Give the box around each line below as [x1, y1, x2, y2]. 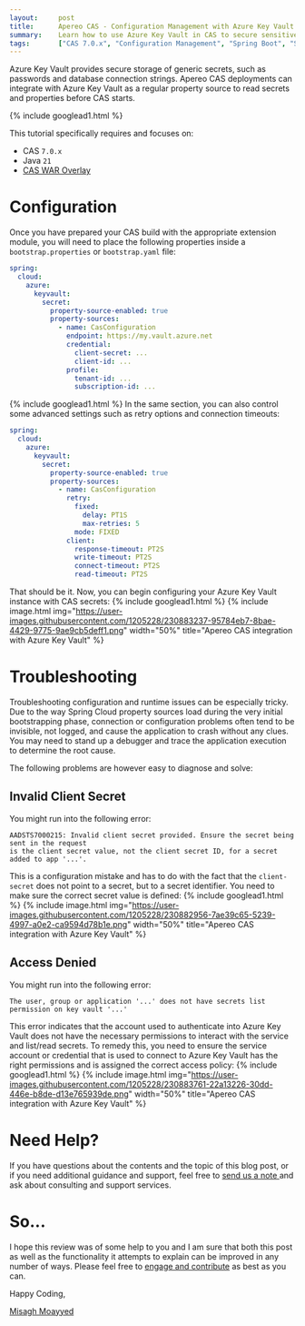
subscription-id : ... [74, 382, 156, 391]
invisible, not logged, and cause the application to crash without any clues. [9, 725, 289, 736]
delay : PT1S [82, 511, 128, 520]
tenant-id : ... [74, 374, 132, 383]
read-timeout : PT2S [74, 570, 148, 579]
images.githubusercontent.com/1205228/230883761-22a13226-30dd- [9, 1078, 274, 1089]
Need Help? [9, 1129, 100, 1150]
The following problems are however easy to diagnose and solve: [9, 763, 253, 774]
